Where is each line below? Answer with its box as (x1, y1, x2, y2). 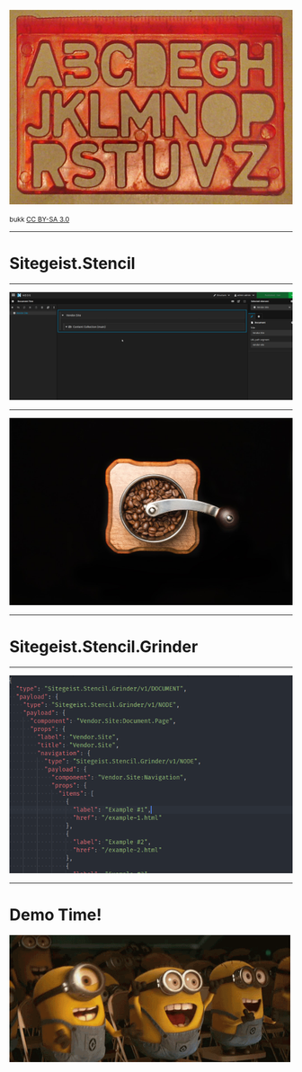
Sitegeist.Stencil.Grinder (9, 637, 199, 657)
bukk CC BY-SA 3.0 (9, 215, 70, 224)
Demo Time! (9, 905, 102, 925)
